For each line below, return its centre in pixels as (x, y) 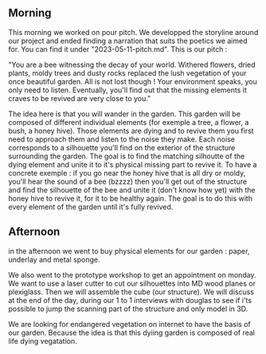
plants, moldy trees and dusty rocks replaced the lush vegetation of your (127, 73)
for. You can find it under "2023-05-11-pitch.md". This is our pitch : (118, 49)
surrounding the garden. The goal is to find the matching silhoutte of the (127, 156)
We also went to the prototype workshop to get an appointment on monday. (132, 274)
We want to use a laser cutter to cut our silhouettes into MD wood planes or (132, 283)
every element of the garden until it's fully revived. (91, 207)
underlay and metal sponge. (54, 259)
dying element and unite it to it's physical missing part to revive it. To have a (133, 164)
